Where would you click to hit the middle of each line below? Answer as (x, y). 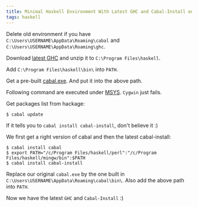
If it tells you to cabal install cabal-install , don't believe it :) (82, 125)
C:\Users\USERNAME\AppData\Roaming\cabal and (63, 40)
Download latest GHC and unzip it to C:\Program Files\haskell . (83, 58)
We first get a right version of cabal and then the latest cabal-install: (89, 137)
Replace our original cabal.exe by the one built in (65, 174)
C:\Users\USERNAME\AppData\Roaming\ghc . (56, 46)
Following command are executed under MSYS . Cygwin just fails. (84, 92)
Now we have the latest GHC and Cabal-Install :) (65, 198)
